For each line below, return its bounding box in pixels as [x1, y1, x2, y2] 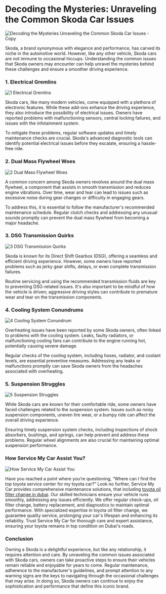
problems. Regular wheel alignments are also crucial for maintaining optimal [5, 437, 160, 443]
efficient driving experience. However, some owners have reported [5, 258, 141, 264]
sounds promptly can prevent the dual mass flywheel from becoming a [5, 214, 149, 220]
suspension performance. [5, 442, 58, 448]
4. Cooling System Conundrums [5, 306, 83, 313]
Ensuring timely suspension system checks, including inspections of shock [5, 426, 158, 433]
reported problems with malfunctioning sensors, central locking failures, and [5, 115, 161, 121]
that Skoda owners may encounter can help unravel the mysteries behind [5, 61, 154, 67]
